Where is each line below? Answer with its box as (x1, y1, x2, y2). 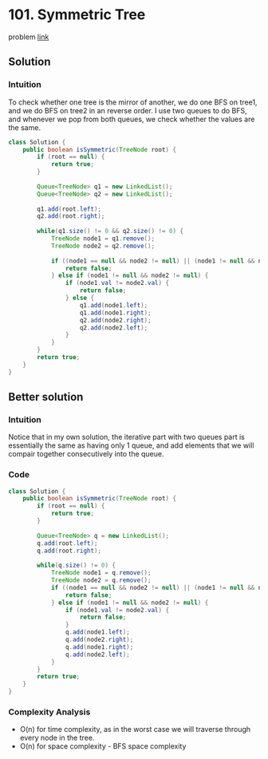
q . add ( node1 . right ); (65, 642, 134, 651)
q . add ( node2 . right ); (65, 636, 134, 644)
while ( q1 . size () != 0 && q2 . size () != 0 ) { (37, 227, 184, 235)
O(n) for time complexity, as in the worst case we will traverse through (19, 725, 251, 734)
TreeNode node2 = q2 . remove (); (50, 242, 156, 250)
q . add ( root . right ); (37, 547, 102, 555)
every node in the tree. (19, 733, 95, 743)
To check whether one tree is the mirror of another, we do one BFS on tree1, (8, 97, 258, 107)
